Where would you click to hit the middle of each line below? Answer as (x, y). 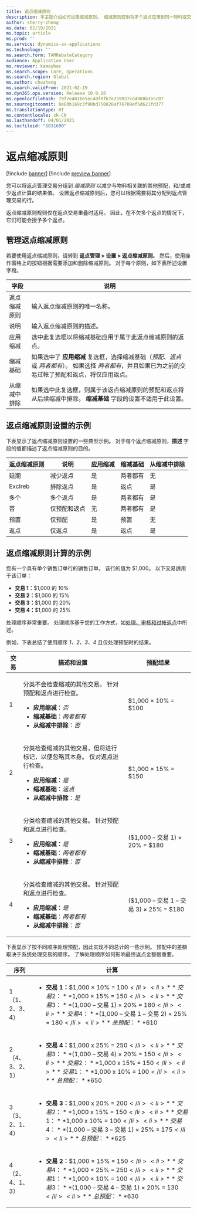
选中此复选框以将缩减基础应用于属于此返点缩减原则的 (105, 337)
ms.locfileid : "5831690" (36, 126)
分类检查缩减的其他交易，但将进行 (70, 748)
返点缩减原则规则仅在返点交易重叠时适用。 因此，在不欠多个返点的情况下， (97, 212)
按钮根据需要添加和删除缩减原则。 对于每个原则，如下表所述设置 (109, 263)
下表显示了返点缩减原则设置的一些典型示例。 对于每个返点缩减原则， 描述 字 (97, 441)
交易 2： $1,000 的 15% (42, 595)
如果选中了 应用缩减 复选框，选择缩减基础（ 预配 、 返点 (106, 357)
